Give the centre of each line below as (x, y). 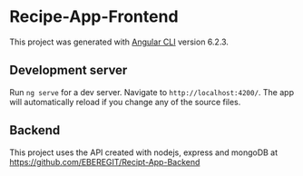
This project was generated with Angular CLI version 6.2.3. (119, 42)
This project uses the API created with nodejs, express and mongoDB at (144, 152)
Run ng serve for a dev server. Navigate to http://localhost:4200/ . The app (152, 92)
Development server (68, 70)
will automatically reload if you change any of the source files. (125, 102)
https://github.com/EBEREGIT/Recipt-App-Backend (105, 161)
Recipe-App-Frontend (94, 17)
